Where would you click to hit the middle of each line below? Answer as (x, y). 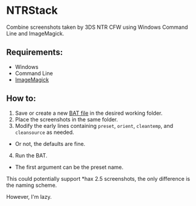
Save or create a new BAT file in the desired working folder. (89, 113)
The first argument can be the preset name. (69, 167)
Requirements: (35, 53)
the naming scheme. (32, 185)
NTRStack (32, 11)
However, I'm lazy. (29, 196)
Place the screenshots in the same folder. (66, 119)
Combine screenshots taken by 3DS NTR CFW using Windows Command (97, 27)
